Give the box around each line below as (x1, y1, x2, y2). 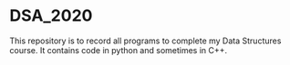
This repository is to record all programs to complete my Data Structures (9, 35, 282, 46)
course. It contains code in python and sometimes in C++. (9, 44, 228, 55)
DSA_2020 (9, 5, 93, 26)
